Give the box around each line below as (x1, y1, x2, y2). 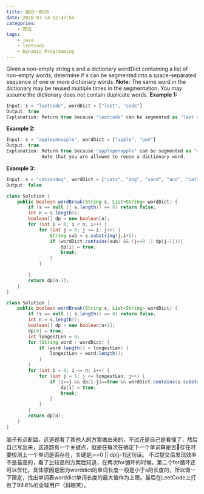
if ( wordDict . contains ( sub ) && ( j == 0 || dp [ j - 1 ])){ (49, 238, 183, 244)
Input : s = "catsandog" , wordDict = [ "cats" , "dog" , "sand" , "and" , (6, 176, 183, 182)
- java (17, 37, 34, 43)
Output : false (6, 182, 42, 188)
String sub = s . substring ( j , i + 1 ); (49, 232, 137, 239)
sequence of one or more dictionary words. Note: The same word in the (6, 78, 186, 85)
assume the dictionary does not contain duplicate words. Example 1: (6, 91, 178, 98)
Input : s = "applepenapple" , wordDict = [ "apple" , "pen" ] (6, 137, 156, 143)
